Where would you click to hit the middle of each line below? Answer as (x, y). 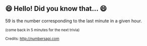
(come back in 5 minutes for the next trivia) (42, 30)
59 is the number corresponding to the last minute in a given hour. (74, 20)
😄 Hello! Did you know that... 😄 (56, 9)
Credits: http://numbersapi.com (32, 38)
